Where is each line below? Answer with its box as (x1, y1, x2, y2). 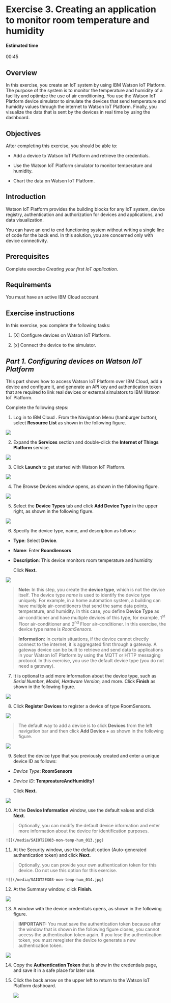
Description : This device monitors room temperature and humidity (13, 557, 153, 563)
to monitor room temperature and (6, 14, 150, 26)
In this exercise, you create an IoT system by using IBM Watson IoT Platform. (6, 82, 166, 88)
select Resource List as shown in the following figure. (13, 420, 126, 426)
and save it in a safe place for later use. (13, 967, 96, 973)
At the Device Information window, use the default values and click (13, 807, 155, 814)
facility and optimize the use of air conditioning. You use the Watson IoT (6, 93, 156, 99)
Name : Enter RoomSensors (13, 548, 72, 554)
